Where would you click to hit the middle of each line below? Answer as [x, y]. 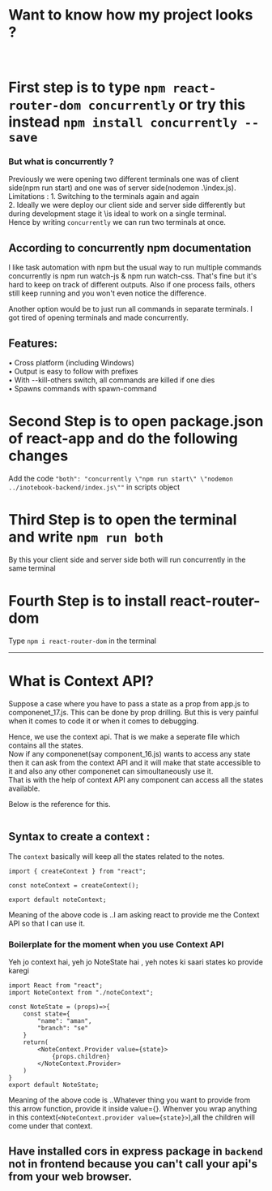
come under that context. [51, 1125]
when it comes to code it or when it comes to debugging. [104, 721]
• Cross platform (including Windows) [72, 363]
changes [38, 456]
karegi [19, 970]
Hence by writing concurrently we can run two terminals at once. [117, 222]
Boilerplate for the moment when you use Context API [116, 944]
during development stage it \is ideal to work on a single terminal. [117, 214]
